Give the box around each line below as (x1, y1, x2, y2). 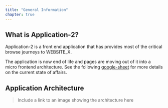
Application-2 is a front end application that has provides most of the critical (5, 43, 162, 50)
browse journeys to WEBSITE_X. (5, 49, 72, 55)
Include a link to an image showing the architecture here (17, 97, 134, 103)
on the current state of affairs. (5, 69, 67, 75)
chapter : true (5, 12, 35, 17)
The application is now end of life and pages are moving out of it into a (5, 58, 151, 65)
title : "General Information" (5, 7, 69, 12)
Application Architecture (5, 83, 84, 92)
